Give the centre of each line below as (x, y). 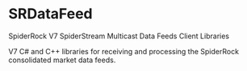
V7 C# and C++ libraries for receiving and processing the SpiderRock (124, 51)
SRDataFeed (50, 14)
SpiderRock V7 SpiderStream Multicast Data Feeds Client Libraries (119, 36)
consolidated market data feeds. (62, 60)
